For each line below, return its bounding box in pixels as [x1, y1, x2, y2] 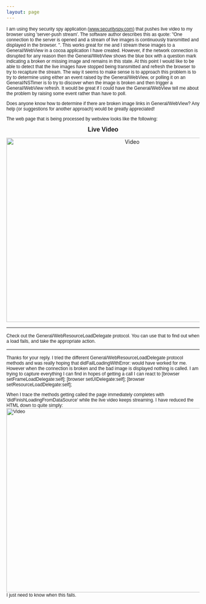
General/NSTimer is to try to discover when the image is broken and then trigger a [6, 79, 173, 86]
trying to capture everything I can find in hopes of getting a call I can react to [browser [6, 371, 180, 377]
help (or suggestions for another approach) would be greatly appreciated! [6, 106, 155, 112]
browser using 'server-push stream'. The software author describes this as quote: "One [6, 31, 183, 37]
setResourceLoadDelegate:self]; [6, 382, 72, 388]
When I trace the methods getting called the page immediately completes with [6, 391, 164, 398]
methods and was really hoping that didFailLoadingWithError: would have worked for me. [6, 360, 187, 366]
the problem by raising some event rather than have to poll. [6, 90, 127, 96]
